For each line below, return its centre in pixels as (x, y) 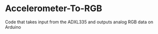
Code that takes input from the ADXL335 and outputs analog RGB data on (79, 22)
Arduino (13, 27)
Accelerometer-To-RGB (54, 8)
